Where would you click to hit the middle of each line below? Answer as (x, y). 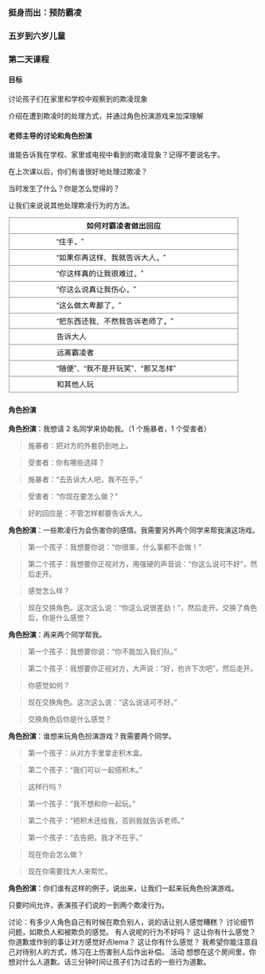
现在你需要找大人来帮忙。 (70, 871)
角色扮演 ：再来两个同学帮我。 (57, 635)
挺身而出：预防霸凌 (45, 12)
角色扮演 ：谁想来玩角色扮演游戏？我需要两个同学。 (92, 736)
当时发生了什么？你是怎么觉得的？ (64, 189)
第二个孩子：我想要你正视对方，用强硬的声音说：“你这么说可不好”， (139, 564)
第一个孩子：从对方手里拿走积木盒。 (87, 753)
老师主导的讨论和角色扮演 (50, 135)
